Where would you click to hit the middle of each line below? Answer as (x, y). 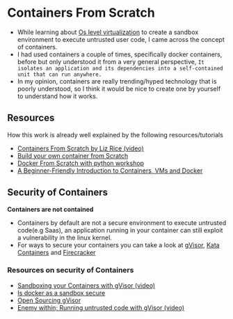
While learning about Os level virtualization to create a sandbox (108, 32)
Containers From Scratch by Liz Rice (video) (80, 148)
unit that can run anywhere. (59, 75)
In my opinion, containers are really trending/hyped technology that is (117, 81)
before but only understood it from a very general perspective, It (111, 61)
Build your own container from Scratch (73, 155)
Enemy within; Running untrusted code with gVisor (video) (101, 307)
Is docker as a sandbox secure (61, 293)
